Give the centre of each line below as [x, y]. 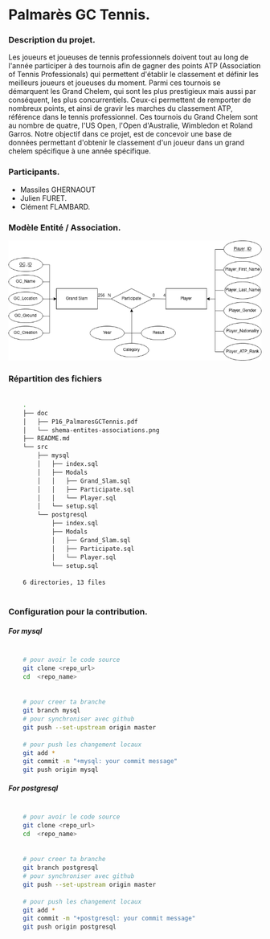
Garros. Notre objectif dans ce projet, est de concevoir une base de [120, 134]
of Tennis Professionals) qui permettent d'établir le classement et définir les [134, 75]
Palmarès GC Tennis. [80, 15]
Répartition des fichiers [55, 378]
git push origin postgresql [70, 927]
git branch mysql [52, 711]
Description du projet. [52, 40]
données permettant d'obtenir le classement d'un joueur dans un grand [127, 143]
